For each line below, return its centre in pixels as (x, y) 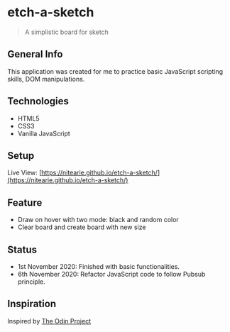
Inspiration (32, 304)
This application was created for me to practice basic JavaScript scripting (115, 71)
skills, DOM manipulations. (46, 79)
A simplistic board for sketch (66, 32)
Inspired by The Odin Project (49, 321)
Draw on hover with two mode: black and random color (98, 220)
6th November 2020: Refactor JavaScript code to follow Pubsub (111, 274)
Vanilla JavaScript (44, 133)
